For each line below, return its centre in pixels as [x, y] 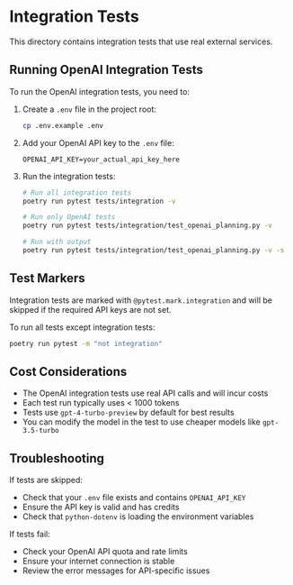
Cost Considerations [68, 371]
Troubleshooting [57, 458]
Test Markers [47, 278]
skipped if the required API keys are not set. [90, 309]
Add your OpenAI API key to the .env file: [98, 142]
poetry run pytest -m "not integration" [86, 343]
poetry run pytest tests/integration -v [99, 201]
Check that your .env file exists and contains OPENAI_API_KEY [134, 498]
